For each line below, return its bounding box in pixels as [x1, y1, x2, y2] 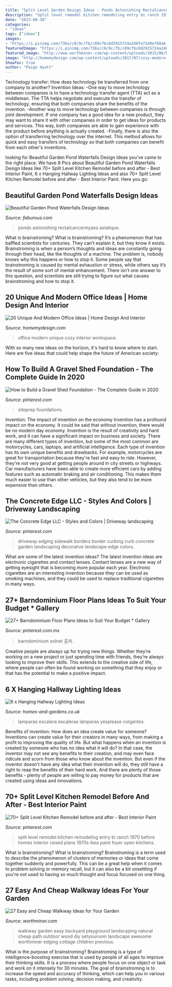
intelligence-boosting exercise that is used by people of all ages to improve [5, 954, 164, 960]
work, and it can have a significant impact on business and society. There [5, 432, 161, 439]
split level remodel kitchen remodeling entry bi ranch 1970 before [17, 834, 155, 840]
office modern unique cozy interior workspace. [17, 334, 117, 340]
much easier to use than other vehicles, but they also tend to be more [5, 476, 152, 483]
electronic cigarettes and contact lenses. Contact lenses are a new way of [5, 559, 162, 565]
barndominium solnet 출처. [17, 638, 74, 644]
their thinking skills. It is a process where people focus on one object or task [5, 959, 166, 965]
